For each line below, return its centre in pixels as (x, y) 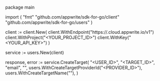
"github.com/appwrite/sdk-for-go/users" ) (49, 22)
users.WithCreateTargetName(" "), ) (42, 73)
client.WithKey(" (114, 37)
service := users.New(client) (35, 53)
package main (20, 7)
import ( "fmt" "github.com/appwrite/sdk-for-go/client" (62, 17)
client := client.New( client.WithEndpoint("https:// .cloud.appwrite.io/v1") (80, 32)
